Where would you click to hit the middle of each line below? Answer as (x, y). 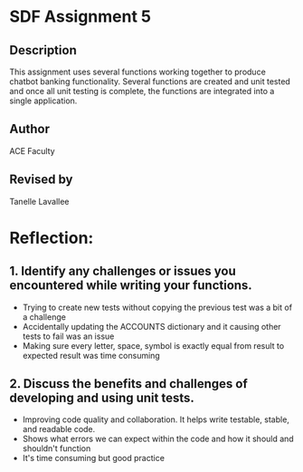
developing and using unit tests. (102, 398)
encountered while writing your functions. (131, 286)
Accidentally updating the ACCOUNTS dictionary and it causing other (152, 326)
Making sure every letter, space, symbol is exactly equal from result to (153, 345)
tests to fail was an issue (68, 336)
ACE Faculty (33, 150)
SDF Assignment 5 (80, 17)
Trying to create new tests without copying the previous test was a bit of (157, 307)
